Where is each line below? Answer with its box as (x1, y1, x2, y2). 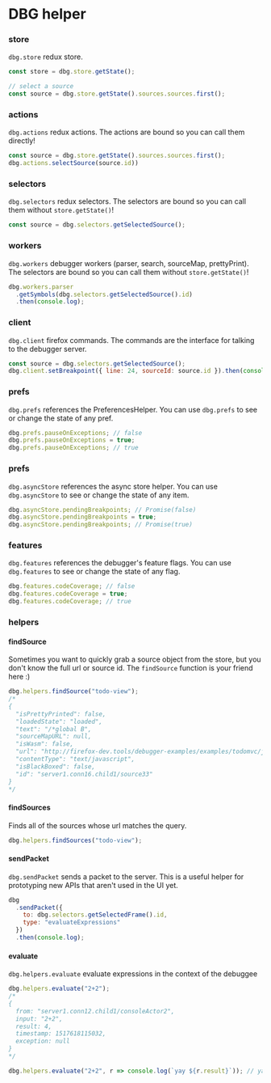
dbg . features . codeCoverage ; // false (8, 582, 135, 590)
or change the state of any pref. (8, 413, 114, 423)
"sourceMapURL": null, (15, 733, 92, 741)
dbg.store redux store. (8, 52, 83, 61)
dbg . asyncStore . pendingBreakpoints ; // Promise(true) (8, 521, 194, 529)
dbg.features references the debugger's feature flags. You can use (8, 558, 231, 568)
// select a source (8, 82, 74, 91)
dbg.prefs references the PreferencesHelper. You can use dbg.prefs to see (8, 404, 258, 414)
